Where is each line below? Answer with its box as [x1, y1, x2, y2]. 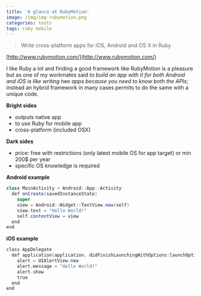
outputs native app [14, 114, 62, 121]
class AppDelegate [6, 246, 52, 253]
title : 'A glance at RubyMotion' [6, 8, 90, 15]
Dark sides [6, 138, 34, 145]
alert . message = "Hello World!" [17, 263, 98, 269]
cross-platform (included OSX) [14, 126, 91, 133]
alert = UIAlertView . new [17, 258, 79, 264]
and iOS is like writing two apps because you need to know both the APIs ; [6, 78, 188, 85]
